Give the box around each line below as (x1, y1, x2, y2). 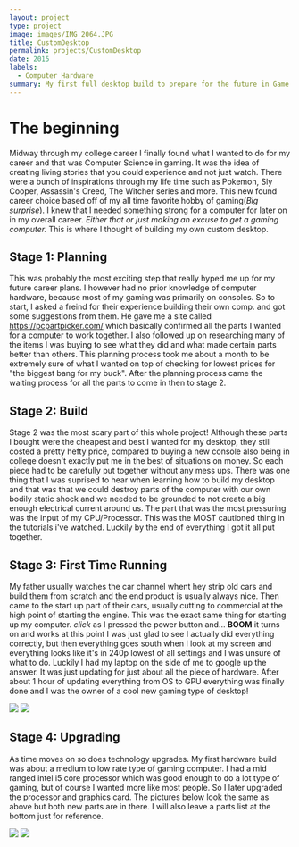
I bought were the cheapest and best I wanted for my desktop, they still (9, 437, 271, 448)
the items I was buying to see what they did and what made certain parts (9, 340, 277, 350)
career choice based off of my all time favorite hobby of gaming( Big (9, 195, 259, 205)
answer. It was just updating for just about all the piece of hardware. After (9, 667, 279, 677)
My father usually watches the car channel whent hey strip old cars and (9, 582, 273, 591)
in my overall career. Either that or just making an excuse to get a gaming (9, 214, 279, 224)
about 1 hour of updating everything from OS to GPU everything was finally (9, 676, 285, 686)
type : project (9, 21, 62, 30)
